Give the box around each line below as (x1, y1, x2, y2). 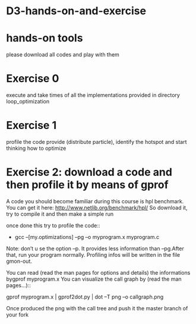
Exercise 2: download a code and (6, 165, 172, 179)
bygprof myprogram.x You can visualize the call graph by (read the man (6, 275, 182, 282)
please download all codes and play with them (6, 51, 120, 58)
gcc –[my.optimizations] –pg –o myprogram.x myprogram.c (14, 233, 159, 240)
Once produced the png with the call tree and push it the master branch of (6, 304, 188, 312)
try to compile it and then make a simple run (6, 210, 114, 218)
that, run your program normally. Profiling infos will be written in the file (6, 251, 181, 258)
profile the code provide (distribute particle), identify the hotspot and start (6, 139, 187, 145)
